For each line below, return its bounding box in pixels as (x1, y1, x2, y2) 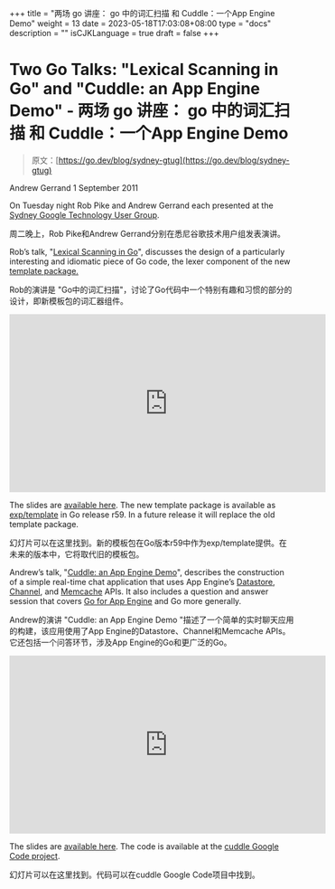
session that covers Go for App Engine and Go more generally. (9, 595, 242, 606)
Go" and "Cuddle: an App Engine (9, 79, 260, 99)
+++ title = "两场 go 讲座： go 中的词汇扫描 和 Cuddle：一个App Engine (9, 8, 275, 18)
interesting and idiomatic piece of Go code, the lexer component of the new (9, 256, 291, 267)
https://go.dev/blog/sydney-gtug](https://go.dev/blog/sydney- (58, 155, 291, 166)
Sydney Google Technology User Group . (9, 209, 160, 220)
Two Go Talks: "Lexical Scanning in (9, 60, 279, 80)
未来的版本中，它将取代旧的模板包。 (9, 548, 144, 559)
